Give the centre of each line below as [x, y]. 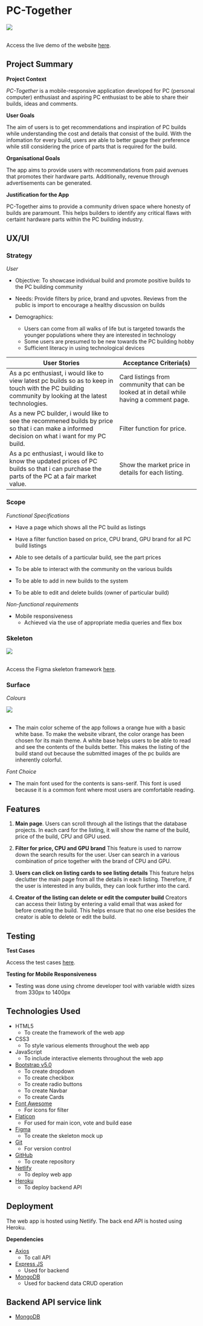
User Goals [21, 115]
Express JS [29, 1263]
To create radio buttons [53, 1084]
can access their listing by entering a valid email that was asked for [98, 904]
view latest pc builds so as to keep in [61, 381]
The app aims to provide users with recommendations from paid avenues [97, 170]
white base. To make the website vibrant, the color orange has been [99, 734]
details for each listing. [151, 473]
